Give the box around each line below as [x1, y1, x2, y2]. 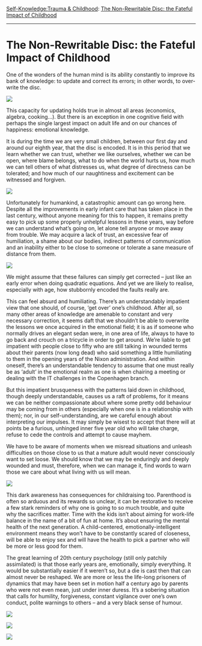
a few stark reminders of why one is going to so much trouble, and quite [6, 504, 185, 511]
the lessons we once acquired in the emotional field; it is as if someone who [6, 323, 194, 330]
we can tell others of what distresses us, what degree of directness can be [6, 163, 191, 171]
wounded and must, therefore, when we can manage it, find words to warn [6, 462, 191, 469]
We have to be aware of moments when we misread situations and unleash [6, 442, 192, 450]
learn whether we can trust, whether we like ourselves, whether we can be [6, 150, 191, 157]
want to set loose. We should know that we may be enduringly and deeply [6, 455, 189, 463]
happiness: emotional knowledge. [6, 126, 90, 133]
